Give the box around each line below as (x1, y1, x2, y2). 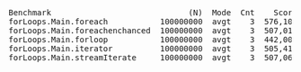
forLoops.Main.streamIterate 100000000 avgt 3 (8, 53, 255, 62)
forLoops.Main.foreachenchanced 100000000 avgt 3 (8, 26, 255, 35)
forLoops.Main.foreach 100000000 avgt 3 (8, 17, 255, 26)
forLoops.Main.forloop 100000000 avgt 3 (8, 35, 255, 44)
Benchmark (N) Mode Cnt (8, 8, 255, 17)
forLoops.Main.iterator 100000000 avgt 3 (8, 44, 255, 53)
